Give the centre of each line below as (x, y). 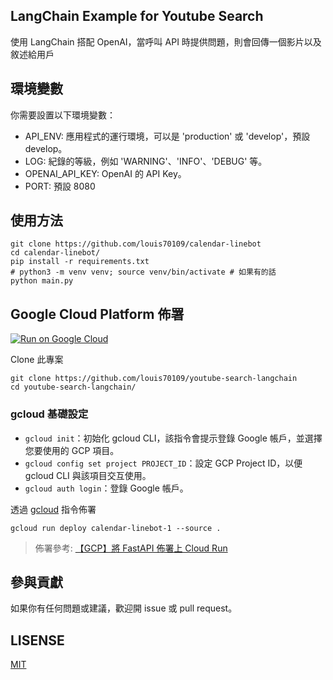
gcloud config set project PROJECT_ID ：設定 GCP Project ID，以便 (163, 463)
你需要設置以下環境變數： (63, 115)
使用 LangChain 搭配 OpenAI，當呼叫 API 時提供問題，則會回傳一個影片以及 (166, 41)
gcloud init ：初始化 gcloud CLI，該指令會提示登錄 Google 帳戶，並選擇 (173, 438)
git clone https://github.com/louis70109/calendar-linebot (136, 244)
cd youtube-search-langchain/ (73, 387)
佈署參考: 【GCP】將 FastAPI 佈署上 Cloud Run (131, 548)
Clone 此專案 (37, 360)
